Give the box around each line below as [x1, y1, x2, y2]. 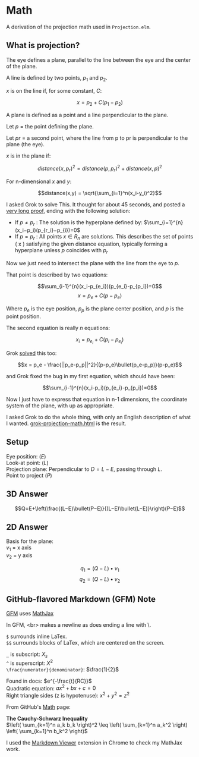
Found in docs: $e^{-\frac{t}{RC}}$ [6, 677, 92, 684]
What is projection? [6, 40, 80, 51]
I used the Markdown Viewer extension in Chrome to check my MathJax [6, 739, 182, 746]
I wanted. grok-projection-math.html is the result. [6, 420, 127, 427]
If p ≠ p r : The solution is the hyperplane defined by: [14, 218, 143, 227]
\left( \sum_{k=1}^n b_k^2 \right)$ [6, 728, 88, 735]
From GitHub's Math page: [6, 703, 71, 711]
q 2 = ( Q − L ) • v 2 [79, 575, 121, 584]
